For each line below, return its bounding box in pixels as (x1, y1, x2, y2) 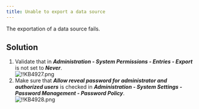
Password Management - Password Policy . (14, 90, 125, 97)
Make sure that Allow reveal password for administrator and (14, 77, 167, 84)
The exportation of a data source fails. (6, 25, 100, 32)
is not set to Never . (14, 64, 63, 71)
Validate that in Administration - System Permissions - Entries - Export (14, 58, 193, 66)
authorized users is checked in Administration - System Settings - (14, 83, 182, 91)
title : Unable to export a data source (6, 8, 106, 15)
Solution (6, 42, 38, 52)
